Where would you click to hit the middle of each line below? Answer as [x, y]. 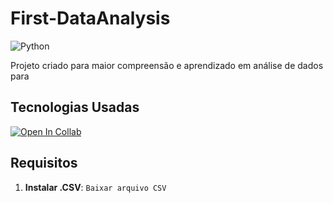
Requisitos [44, 163]
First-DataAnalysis [90, 18]
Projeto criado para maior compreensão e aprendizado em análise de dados [167, 65]
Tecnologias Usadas [75, 107]
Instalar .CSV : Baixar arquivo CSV [95, 187]
